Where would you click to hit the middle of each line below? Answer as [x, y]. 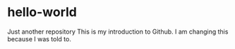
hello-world [42, 12]
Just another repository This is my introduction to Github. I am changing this [118, 31]
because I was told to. [40, 38]
